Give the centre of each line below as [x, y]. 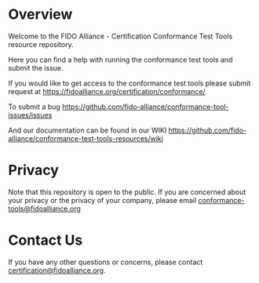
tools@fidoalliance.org [44, 209]
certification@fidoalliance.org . [57, 270]
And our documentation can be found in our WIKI [88, 130]
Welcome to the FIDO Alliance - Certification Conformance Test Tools [120, 36]
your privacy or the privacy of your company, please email [102, 200]
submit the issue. [36, 67]
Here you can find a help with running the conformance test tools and [120, 60]
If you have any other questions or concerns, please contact [106, 262]
